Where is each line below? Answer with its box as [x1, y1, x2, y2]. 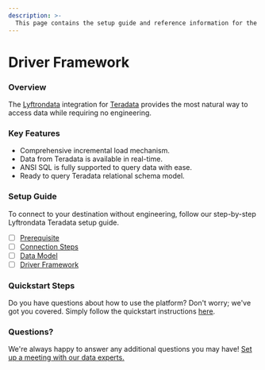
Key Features [8, 128, 61, 139]
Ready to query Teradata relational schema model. [19, 172, 185, 181]
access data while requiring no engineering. [8, 108, 152, 118]
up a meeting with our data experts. [8, 353, 125, 362]
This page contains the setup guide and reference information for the [15, 19, 258, 27]
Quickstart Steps [8, 279, 75, 291]
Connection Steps [19, 241, 79, 251]
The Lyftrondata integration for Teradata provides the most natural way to [8, 99, 248, 109]
